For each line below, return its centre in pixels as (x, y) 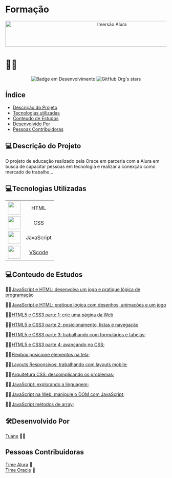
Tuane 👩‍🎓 (15, 436)
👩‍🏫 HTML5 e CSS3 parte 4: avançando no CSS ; (55, 345)
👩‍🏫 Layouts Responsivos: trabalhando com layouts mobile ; (67, 365)
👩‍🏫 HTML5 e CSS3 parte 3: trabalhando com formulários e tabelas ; (76, 335)
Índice (15, 95)
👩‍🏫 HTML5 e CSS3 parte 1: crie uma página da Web (59, 315)
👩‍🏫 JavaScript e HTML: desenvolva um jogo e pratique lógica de (73, 290)
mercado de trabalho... (29, 172)
